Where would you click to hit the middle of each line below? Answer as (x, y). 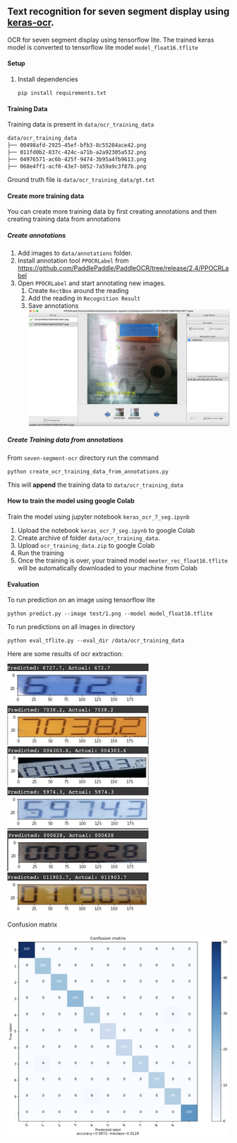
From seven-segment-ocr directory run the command (83, 458)
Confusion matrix (32, 925)
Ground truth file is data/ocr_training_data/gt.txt (81, 180)
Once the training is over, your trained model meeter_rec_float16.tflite (122, 560)
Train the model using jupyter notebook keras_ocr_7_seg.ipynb (98, 517)
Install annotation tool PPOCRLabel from (73, 260)
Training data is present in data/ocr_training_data (81, 125)
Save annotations (53, 306)
